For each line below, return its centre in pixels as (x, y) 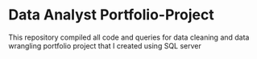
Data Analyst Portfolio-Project (112, 15)
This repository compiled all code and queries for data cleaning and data (129, 37)
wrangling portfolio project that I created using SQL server (105, 45)
